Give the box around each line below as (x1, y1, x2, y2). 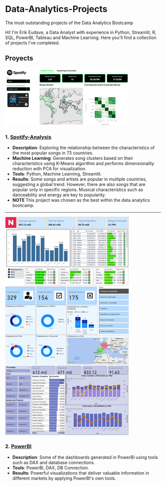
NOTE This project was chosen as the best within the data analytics (12, 197, 150, 203)
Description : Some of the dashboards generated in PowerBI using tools (12, 454, 158, 460)
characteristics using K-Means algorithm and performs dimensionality (12, 160, 155, 166)
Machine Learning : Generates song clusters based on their (12, 155, 133, 161)
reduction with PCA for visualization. (12, 165, 86, 171)
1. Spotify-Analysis (5, 133, 52, 140)
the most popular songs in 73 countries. (12, 150, 94, 156)
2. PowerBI (5, 443, 32, 450)
